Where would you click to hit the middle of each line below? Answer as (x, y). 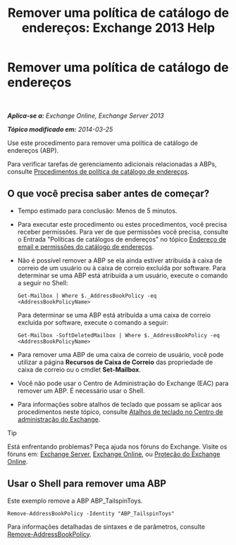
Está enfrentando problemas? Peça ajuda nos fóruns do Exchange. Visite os (117, 446)
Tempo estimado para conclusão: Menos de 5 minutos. (97, 211)
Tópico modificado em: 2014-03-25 (60, 129)
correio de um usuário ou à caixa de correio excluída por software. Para (122, 268)
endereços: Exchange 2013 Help (118, 28)
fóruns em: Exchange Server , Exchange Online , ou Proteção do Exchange (114, 454)
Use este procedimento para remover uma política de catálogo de (103, 143)
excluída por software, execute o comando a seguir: (93, 322)
